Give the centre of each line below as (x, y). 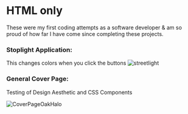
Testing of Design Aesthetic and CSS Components (69, 92)
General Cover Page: (37, 79)
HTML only (34, 11)
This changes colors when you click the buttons (66, 63)
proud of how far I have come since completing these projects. (85, 34)
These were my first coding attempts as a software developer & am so (94, 27)
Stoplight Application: (40, 49)
